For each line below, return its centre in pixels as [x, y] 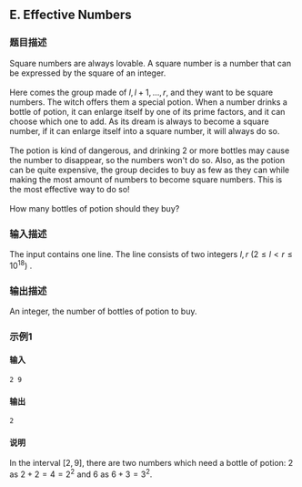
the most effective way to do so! [70, 189]
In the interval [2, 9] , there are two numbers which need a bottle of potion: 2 [151, 463]
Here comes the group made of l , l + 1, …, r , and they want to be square [141, 92]
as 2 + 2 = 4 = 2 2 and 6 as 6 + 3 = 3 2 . [81, 473]
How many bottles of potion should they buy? [95, 208]
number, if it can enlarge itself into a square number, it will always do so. [145, 130]
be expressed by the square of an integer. [88, 73]
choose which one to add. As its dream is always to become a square [140, 121]
